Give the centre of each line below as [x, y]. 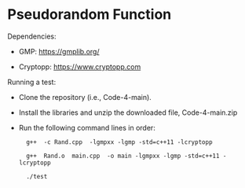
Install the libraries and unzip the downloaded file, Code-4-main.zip [128, 112]
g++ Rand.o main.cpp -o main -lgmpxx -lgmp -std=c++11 [123, 156]
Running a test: [32, 82]
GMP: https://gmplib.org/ [59, 51]
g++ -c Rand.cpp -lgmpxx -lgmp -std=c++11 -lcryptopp [119, 142]
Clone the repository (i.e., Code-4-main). [85, 97]
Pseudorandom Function [90, 15]
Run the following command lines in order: [87, 127]
